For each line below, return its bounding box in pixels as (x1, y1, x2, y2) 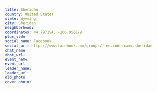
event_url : (5, 61, 27, 66)
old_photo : (5, 75, 27, 80)
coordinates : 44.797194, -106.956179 (5, 30, 82, 35)
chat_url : (5, 52, 26, 57)
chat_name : (5, 48, 27, 53)
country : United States (5, 12, 54, 17)
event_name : (5, 57, 29, 62)
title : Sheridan (5, 7, 38, 12)
